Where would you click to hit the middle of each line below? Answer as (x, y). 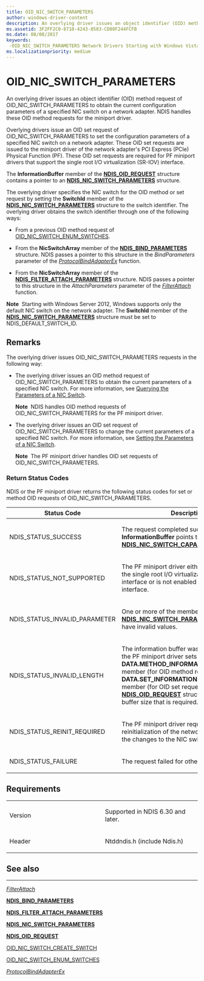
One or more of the (148, 611)
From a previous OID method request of (65, 229)
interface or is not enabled (159, 582)
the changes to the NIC (154, 739)
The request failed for (152, 761)
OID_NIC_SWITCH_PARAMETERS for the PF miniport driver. (89, 413)
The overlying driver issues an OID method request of (82, 375)
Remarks (24, 342)
